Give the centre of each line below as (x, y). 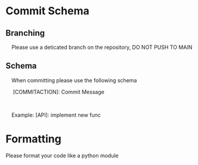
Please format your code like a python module (62, 155)
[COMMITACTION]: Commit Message (59, 92)
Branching (25, 33)
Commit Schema (48, 11)
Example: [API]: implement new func (56, 115)
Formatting (34, 139)
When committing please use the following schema (74, 80)
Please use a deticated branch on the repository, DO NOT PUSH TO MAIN (102, 47)
